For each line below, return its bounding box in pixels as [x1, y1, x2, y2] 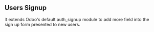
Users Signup [4, 4, 47, 12]
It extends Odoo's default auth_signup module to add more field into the [4, 16, 150, 22]
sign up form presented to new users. [4, 21, 80, 27]
